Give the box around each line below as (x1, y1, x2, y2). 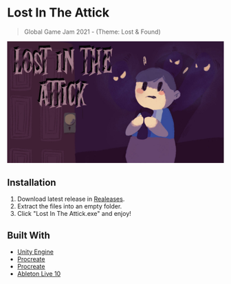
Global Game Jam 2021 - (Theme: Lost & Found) (23, 28, 162, 36)
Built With (7, 229, 50, 241)
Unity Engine (16, 248, 54, 256)
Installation (7, 177, 56, 188)
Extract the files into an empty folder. (16, 202, 122, 210)
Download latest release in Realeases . (16, 195, 125, 204)
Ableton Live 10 (16, 270, 61, 278)
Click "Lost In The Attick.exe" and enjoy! (16, 210, 132, 218)
